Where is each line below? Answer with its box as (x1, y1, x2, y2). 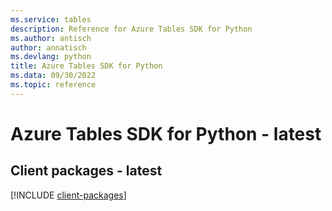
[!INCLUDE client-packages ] (10, 189, 127, 201)
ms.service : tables (10, 14, 92, 25)
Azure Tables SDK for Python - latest (10, 122, 322, 145)
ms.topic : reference (10, 80, 97, 90)
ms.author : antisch (10, 33, 92, 43)
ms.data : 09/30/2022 (10, 71, 97, 81)
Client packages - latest (10, 162, 163, 180)
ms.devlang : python (10, 52, 92, 62)
